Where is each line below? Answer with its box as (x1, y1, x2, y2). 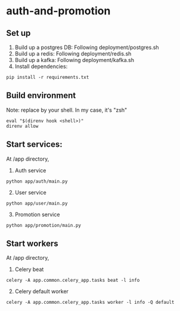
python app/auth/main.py (6, 178, 68, 184)
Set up (6, 28, 31, 38)
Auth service (14, 167, 46, 174)
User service (14, 189, 46, 196)
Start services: (6, 139, 63, 150)
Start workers (6, 239, 58, 249)
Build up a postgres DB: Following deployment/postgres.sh (14, 44, 159, 51)
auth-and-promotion (6, 4, 111, 18)
